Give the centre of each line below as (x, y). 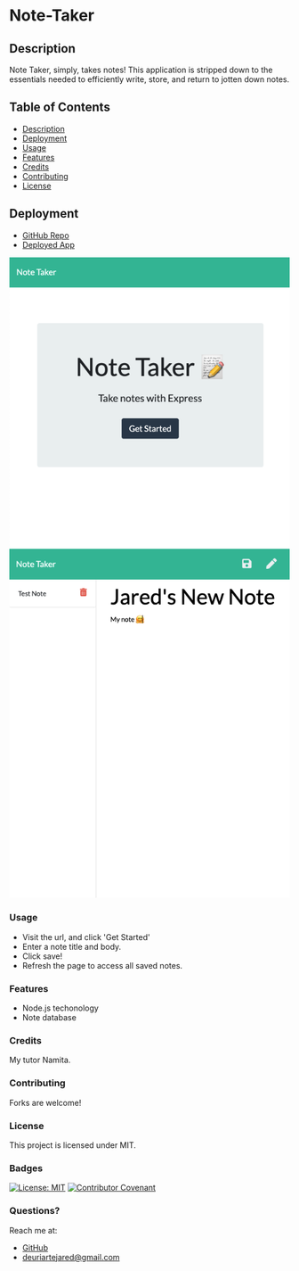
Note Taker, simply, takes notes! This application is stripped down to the (141, 70)
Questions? (35, 1211)
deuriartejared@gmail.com (71, 1257)
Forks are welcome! (45, 1102)
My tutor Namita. (40, 1060)
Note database (49, 1018)
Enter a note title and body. (72, 946)
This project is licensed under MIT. (73, 1145)
